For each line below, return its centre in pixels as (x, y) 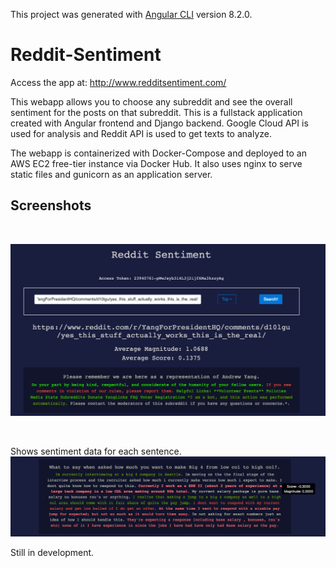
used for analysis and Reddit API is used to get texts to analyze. (141, 133)
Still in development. (52, 553)
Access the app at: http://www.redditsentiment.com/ (118, 82)
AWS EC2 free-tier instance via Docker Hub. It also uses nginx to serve (156, 163)
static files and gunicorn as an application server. (111, 174)
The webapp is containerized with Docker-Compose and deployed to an (158, 153)
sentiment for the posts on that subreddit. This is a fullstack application (156, 112)
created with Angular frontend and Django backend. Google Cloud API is (159, 123)
